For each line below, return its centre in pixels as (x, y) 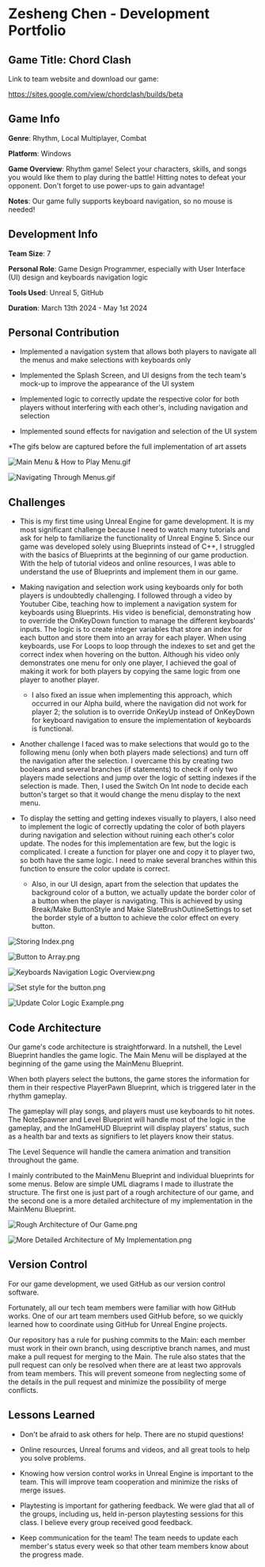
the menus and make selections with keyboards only (105, 360)
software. (24, 1292)
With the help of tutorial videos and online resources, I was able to (127, 564)
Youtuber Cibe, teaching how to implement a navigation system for (128, 604)
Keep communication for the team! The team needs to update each (129, 1538)
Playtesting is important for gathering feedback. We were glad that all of (137, 1505)
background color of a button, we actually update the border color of (144, 892)
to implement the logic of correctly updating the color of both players (132, 827)
